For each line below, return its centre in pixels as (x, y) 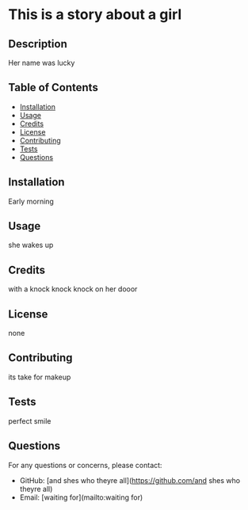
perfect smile (30, 421)
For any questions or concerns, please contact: (85, 465)
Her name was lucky (42, 63)
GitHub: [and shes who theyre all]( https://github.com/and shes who (130, 480)
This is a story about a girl (95, 15)
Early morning (31, 201)
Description (38, 44)
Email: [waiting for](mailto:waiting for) (81, 497)
